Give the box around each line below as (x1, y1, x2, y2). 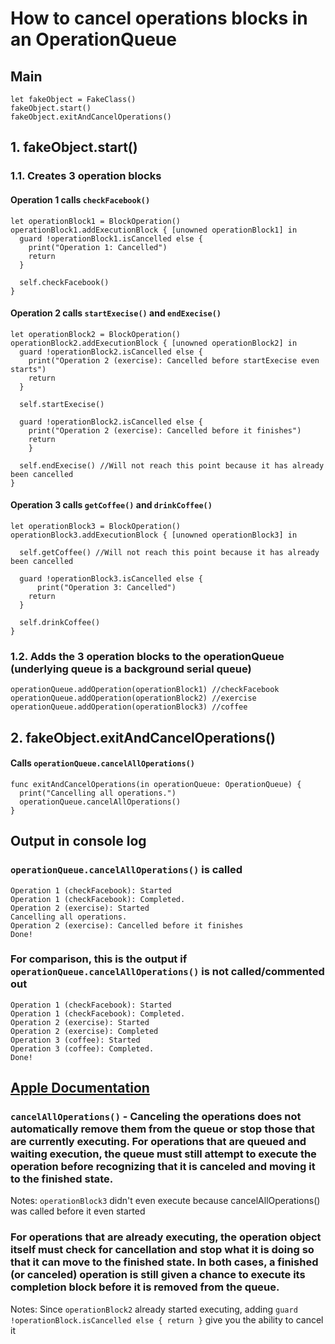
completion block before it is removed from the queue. (10, 1280, 280, 1294)
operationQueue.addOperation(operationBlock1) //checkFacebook (10, 685, 280, 695)
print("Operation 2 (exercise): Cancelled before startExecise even (28, 355, 320, 366)
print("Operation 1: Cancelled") (28, 242, 168, 252)
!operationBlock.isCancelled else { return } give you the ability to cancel (10, 1313, 324, 1326)
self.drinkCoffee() (19, 617, 101, 627)
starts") (10, 364, 47, 374)
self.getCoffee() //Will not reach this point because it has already (19, 547, 320, 557)
